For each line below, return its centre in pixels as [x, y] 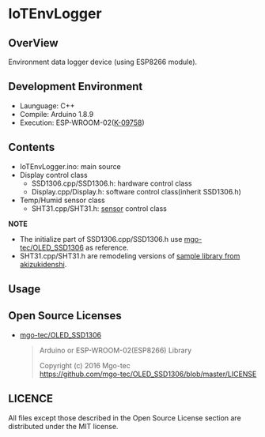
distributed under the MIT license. [63, 426]
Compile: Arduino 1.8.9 [57, 114]
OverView [33, 43]
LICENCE [31, 399]
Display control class [54, 175]
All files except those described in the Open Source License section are [125, 418]
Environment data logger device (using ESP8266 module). [103, 62]
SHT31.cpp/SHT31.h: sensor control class [99, 208]
